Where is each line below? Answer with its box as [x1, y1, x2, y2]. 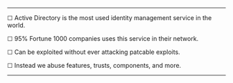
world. [7, 21, 26, 29]
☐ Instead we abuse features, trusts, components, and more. [7, 62, 182, 69]
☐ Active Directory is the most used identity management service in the [7, 14, 212, 21]
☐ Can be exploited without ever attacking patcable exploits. [7, 48, 180, 56]
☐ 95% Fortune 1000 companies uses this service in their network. [7, 35, 199, 42]
